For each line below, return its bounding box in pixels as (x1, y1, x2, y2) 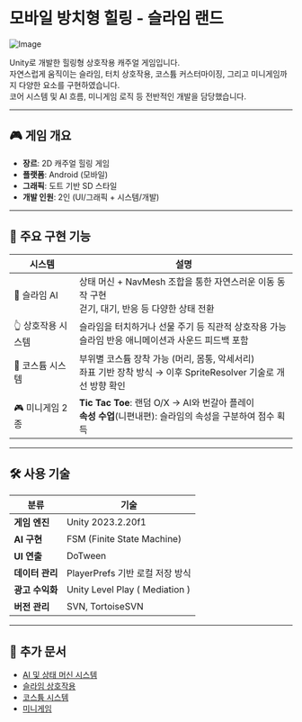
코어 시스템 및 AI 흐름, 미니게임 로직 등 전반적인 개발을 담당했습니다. (9, 91, 247, 102)
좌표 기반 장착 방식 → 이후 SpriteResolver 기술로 (79, 366, 274, 378)
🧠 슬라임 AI (13, 289, 58, 302)
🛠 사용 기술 (9, 465, 70, 482)
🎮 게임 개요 (9, 128, 72, 144)
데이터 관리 (13, 567, 58, 580)
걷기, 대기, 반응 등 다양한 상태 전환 (79, 302, 215, 315)
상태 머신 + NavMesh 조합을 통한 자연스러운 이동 (79, 275, 275, 288)
